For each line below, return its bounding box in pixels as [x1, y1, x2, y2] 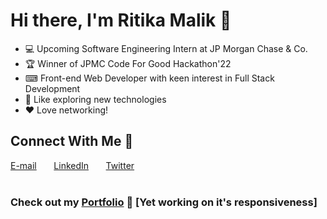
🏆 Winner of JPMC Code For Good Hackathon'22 [24, 57, 232, 69]
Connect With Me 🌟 [10, 133, 134, 150]
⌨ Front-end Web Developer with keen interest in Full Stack [24, 72, 275, 84]
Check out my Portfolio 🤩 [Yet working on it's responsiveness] [10, 195, 318, 209]
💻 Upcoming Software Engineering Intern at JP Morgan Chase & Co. [24, 42, 308, 54]
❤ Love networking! [24, 104, 109, 116]
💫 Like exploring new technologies [24, 93, 167, 105]
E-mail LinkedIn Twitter [10, 159, 135, 171]
